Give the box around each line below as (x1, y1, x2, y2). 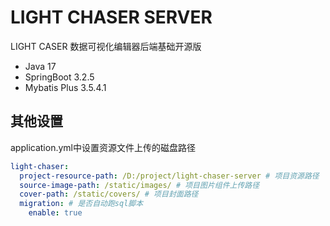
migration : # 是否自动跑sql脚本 (19, 199, 144, 209)
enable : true (28, 208, 83, 218)
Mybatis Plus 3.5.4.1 (24, 81, 107, 93)
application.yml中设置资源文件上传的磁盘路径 (10, 141, 196, 153)
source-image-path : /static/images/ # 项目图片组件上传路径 (19, 180, 260, 190)
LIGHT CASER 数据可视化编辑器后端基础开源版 (10, 40, 202, 52)
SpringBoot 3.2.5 (24, 71, 95, 83)
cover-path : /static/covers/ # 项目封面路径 (19, 189, 199, 200)
